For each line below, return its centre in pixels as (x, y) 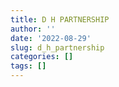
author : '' (33, 29)
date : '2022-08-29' (51, 38)
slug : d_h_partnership (57, 47)
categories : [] (42, 57)
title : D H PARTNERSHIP (60, 19)
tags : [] (28, 66)
